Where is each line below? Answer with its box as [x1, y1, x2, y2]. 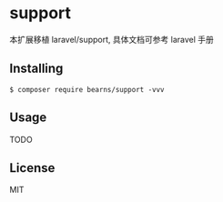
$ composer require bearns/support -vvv [9, 85, 166, 94]
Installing [9, 61, 64, 76]
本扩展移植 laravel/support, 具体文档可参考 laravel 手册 [9, 34, 214, 45]
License [9, 160, 56, 176]
